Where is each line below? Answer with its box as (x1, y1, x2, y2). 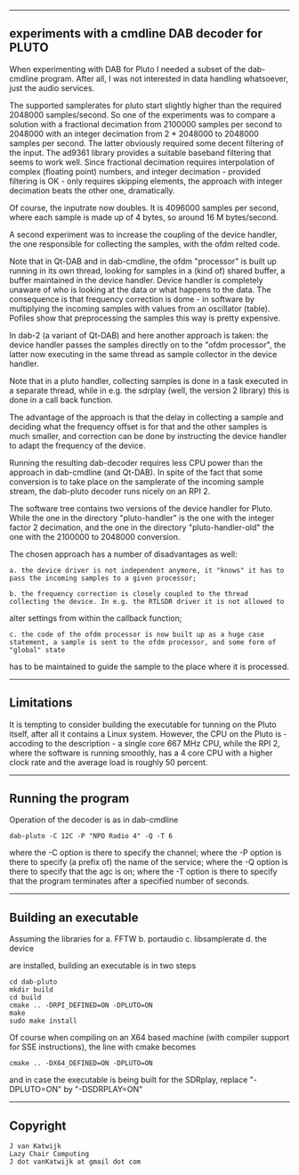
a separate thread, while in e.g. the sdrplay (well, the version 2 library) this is (9, 385, 290, 396)
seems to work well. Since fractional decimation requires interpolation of (9, 157, 275, 167)
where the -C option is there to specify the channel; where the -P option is (9, 847, 282, 858)
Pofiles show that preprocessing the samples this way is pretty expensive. (9, 313, 281, 323)
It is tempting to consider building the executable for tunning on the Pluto (9, 719, 278, 730)
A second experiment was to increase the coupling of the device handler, (9, 229, 278, 240)
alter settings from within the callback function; (9, 612, 182, 624)
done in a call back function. (9, 394, 114, 405)
